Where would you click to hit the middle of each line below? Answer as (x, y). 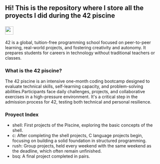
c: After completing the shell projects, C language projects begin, (77, 136)
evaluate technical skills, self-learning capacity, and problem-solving (74, 86)
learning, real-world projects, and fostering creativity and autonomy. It (76, 47)
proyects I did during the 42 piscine (60, 16)
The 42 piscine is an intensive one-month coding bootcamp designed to (78, 81)
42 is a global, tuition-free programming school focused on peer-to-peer (78, 42)
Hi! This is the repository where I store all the (74, 8)
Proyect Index (22, 114)
